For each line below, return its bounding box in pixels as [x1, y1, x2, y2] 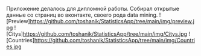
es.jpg [6, 43, 22, 50]
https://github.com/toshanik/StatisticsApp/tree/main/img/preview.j [30, 18, 195, 24]
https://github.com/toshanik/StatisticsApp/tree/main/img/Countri [34, 37, 195, 43]
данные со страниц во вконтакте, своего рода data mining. [6, 11, 158, 18]
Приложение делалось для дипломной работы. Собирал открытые [6, 5, 180, 12]
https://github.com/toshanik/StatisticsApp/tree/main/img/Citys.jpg [22, 30, 188, 38]
